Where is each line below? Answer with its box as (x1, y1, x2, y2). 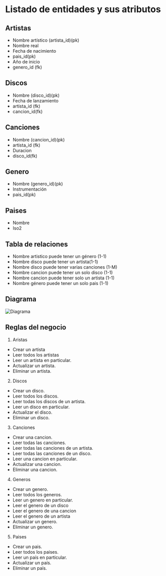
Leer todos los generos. (12, 491, 62, 497)
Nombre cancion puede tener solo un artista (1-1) (12, 275, 115, 281)
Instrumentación (12, 186, 47, 192)
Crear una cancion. (12, 434, 53, 440)
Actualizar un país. (12, 559, 51, 566)
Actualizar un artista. (12, 363, 56, 369)
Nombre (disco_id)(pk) (12, 92, 60, 98)
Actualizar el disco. (12, 409, 53, 415)
